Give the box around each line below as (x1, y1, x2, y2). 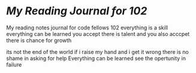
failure (6, 61, 22, 68)
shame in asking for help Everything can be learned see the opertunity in (6, 54, 186, 62)
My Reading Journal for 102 (6, 4, 147, 18)
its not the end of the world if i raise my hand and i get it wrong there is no (6, 48, 189, 55)
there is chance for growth (6, 36, 72, 44)
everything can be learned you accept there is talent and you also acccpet (6, 30, 190, 37)
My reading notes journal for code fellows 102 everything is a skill (6, 24, 168, 31)
